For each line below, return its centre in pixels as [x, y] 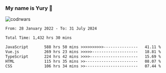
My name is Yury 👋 [29, 8]
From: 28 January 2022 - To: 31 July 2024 [51, 29]
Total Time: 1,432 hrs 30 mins [39, 38]
